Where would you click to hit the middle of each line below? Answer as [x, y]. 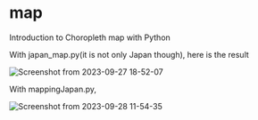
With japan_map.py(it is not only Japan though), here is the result [129, 54]
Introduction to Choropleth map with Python [90, 37]
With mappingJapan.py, [53, 89]
